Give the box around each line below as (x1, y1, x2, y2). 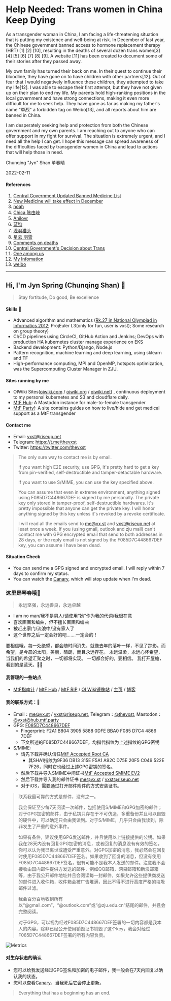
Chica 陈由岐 (13, 209, 40, 216)
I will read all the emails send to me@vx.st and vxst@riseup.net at (18, 520, 156, 527)
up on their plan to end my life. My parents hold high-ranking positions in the (6, 89, 166, 96)
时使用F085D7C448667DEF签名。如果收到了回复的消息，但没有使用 (18, 853, 161, 860)
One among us (13, 251, 44, 257)
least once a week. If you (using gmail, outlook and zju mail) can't (18, 526, 155, 532)
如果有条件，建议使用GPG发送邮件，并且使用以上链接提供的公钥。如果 (18, 834, 166, 840)
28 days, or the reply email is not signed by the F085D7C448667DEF (18, 536, 163, 542)
